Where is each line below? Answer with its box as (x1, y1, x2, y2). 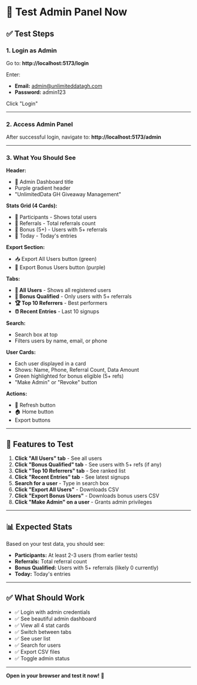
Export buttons (14, 417, 51, 424)
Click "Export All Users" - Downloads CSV (14, 486, 119, 493)
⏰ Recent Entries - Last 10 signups (14, 308, 100, 315)
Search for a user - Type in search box (14, 480, 109, 487)
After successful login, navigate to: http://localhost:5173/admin (6, 133, 161, 140)
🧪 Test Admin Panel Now (6, 5, 128, 19)
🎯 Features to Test (6, 439, 74, 449)
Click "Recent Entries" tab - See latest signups (14, 474, 130, 481)
